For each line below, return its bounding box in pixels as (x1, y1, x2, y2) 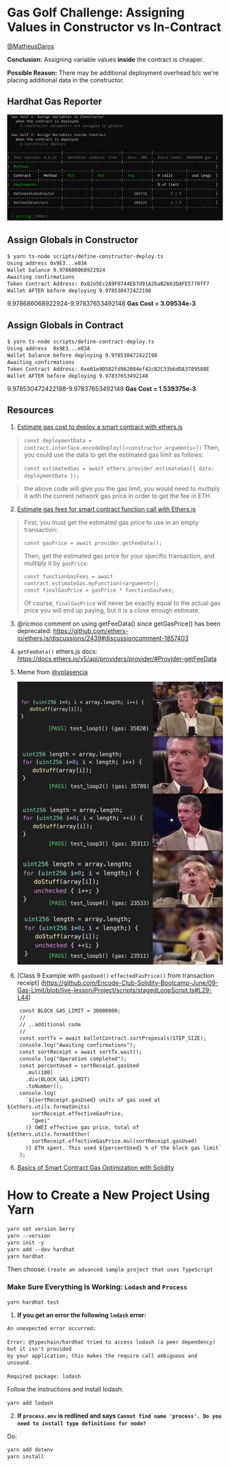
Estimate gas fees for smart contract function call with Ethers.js (16, 505, 196, 513)
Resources (7, 405, 54, 416)
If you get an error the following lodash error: (16, 1311, 146, 1320)
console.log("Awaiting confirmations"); (19, 1041, 136, 1049)
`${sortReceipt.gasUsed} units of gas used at (25, 1096, 161, 1104)
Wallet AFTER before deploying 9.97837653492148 (7, 372, 149, 379)
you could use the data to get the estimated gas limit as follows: (23, 451, 204, 459)
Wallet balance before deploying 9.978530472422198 (7, 352, 157, 359)
